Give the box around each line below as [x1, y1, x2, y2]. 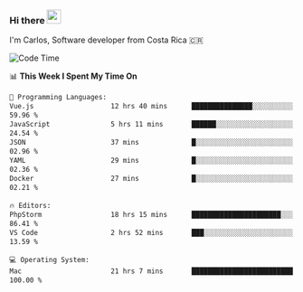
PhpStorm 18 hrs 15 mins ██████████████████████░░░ [9, 211, 294, 220]
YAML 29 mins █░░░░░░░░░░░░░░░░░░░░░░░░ [9, 156, 294, 165]
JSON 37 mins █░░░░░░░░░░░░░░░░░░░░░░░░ [9, 138, 294, 147]
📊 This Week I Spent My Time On [9, 71, 137, 81]
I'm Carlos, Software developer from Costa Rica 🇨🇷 [9, 34, 204, 45]
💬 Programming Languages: [9, 93, 107, 102]
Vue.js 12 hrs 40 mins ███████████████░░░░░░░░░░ [9, 102, 294, 111]
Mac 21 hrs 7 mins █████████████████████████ [9, 267, 294, 276]
